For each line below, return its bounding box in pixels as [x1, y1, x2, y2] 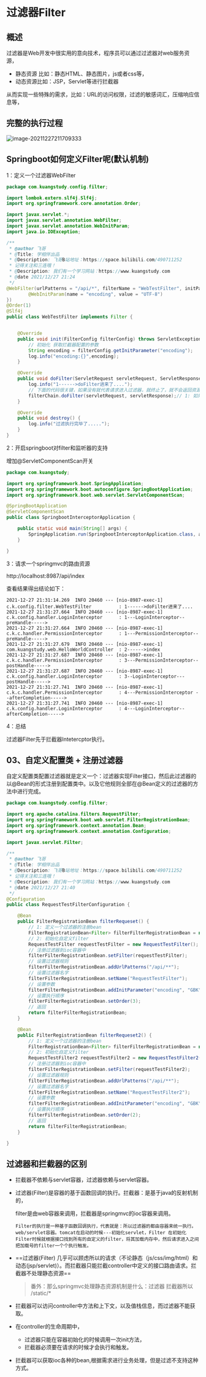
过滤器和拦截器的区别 [6, 1159, 87, 1169]
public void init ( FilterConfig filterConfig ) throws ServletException [17, 336, 202, 342]
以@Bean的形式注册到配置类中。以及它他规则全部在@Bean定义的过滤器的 [6, 780, 193, 788]
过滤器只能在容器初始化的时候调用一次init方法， [24, 1336, 145, 1343]
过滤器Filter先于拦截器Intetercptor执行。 [6, 735, 109, 743]
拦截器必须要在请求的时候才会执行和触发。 [24, 1344, 132, 1351]
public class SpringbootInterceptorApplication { [6, 515, 136, 521]
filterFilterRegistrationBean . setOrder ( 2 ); [28, 1112, 141, 1118]
